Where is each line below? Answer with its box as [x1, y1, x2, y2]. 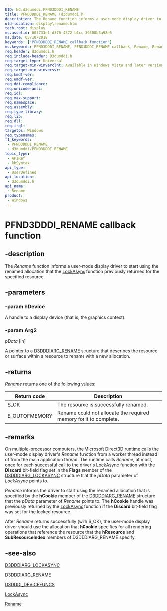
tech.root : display [5, 26, 46, 31]
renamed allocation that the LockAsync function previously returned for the [5, 268, 160, 274]
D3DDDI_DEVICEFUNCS [5, 581, 55, 587]
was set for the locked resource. [5, 509, 72, 515]
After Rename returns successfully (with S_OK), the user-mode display [5, 518, 150, 525]
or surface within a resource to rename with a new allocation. [5, 353, 131, 359]
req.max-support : [5, 95, 41, 100]
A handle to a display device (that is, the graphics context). [5, 314, 126, 320]
